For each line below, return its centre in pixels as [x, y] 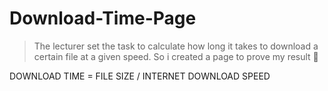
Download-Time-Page [103, 18]
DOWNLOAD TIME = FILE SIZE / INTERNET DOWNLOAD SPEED [140, 76]
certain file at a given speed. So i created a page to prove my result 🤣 [176, 56]
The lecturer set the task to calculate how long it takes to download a [176, 46]
